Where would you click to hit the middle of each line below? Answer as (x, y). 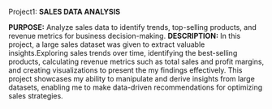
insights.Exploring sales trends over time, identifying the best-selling (123, 53)
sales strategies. (36, 96)
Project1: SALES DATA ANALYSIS (64, 12)
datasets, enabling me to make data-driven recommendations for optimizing (136, 87)
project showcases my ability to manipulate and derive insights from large (132, 79)
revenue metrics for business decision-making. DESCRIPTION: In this (125, 36)
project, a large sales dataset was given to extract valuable (107, 44)
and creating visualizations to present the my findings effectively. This (125, 70)
